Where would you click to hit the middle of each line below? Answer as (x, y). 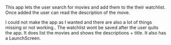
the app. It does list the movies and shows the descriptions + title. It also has (86, 33)
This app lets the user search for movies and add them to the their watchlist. (86, 7)
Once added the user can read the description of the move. (68, 12)
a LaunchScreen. (23, 38)
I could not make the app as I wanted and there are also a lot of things (79, 22)
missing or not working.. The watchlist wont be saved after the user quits (82, 27)
